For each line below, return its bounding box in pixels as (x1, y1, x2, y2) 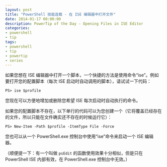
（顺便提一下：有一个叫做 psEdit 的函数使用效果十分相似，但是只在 (5, 150, 143, 156)
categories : (5, 26, 30, 31)
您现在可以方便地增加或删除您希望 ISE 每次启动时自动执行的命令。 (5, 98, 141, 104)
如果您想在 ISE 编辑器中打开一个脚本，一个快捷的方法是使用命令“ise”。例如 (5, 72, 159, 78)
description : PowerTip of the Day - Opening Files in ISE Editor (5, 21, 143, 26)
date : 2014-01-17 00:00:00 (5, 16, 61, 21)
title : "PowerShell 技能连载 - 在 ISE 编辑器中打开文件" (5, 12, 116, 17)
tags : (5, 40, 16, 45)
